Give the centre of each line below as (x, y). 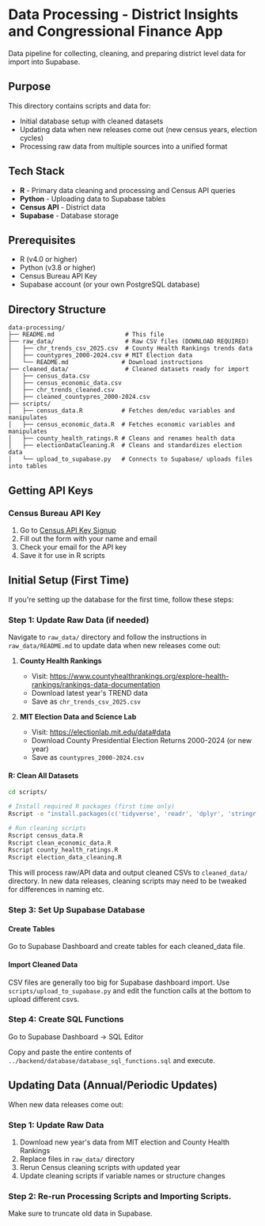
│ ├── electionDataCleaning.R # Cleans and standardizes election (125, 446)
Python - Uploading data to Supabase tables (93, 199)
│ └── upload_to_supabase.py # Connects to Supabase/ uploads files (131, 459)
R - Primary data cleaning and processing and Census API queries (127, 190)
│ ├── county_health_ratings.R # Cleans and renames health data (122, 438)
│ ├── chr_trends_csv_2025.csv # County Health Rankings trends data (131, 349)
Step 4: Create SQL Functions (66, 1019)
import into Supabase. (44, 62)
